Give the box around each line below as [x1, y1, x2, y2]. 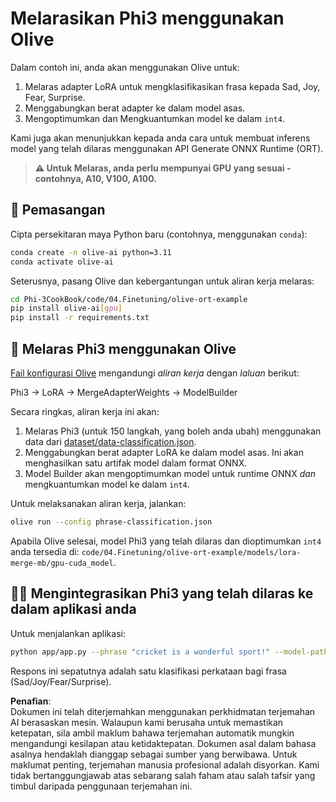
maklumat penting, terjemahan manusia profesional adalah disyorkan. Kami [10, 758, 320, 771]
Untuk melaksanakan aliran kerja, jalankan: [10, 497, 187, 509]
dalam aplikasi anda [10, 601, 137, 618]
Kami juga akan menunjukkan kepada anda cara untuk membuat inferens [10, 132, 311, 144]
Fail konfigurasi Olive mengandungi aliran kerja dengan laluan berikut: [10, 367, 300, 379]
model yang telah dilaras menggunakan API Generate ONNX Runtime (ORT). [10, 142, 324, 154]
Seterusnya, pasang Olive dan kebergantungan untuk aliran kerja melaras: [10, 275, 315, 287]
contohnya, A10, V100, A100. [34, 172, 157, 184]
